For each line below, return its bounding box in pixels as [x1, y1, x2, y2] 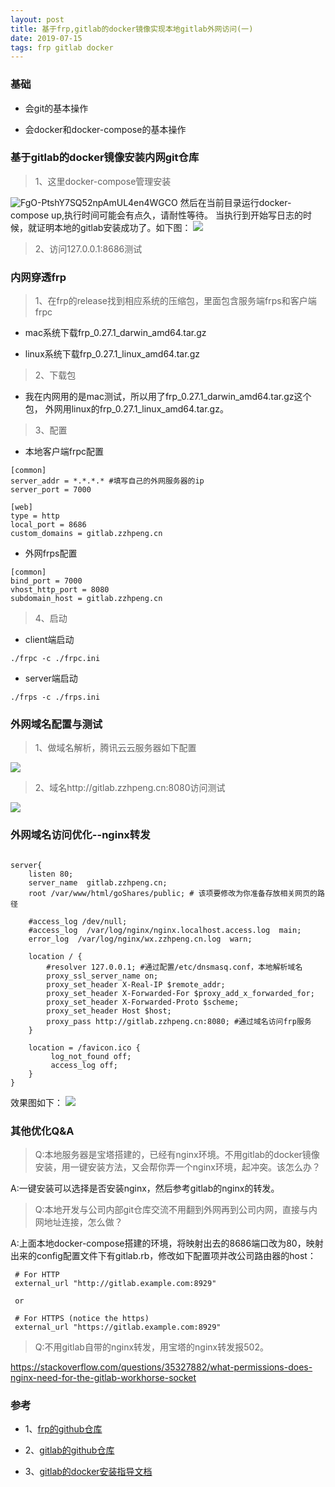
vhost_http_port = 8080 [10, 585, 110, 595]
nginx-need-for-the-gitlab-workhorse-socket [10, 1372, 197, 1384]
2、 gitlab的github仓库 [24, 1444, 115, 1456]
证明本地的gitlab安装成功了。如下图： [36, 221, 192, 233]
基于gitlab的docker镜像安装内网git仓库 [10, 151, 200, 165]
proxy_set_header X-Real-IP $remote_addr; [46, 979, 226, 990]
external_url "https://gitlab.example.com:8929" [14, 1322, 222, 1333]
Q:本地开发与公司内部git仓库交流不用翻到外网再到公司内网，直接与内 [34, 1204, 318, 1216]
